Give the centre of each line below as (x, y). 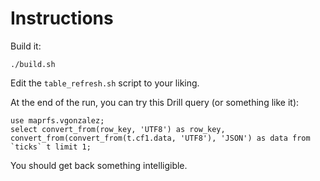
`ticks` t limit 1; (51, 147)
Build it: (26, 46)
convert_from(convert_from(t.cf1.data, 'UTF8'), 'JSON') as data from (160, 138)
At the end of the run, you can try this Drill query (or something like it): (155, 102)
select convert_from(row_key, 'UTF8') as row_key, (118, 129)
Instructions (62, 18)
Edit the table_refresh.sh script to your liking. (105, 83)
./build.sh (33, 64)
